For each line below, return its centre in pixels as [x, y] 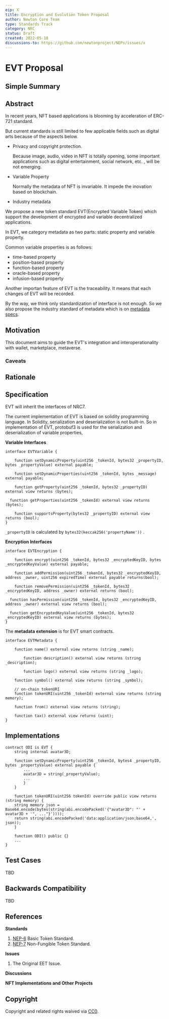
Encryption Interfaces [29, 542]
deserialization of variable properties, [44, 433]
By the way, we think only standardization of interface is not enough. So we [84, 304]
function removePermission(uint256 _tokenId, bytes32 [72, 587]
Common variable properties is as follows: [49, 247]
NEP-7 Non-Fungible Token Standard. [52, 944]
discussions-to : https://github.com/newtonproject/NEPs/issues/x [75, 43]
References [24, 916]
